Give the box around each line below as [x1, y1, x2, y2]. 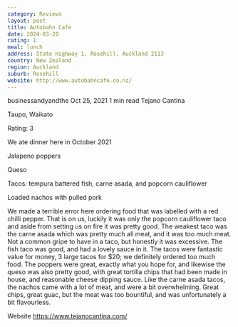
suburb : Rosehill [7, 70, 59, 77]
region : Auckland [7, 64, 59, 71]
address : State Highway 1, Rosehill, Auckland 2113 [7, 51, 164, 58]
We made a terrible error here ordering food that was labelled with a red [7, 207, 219, 216]
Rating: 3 [7, 124, 34, 133]
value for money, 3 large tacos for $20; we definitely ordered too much [7, 253, 216, 261]
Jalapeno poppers [7, 151, 61, 161]
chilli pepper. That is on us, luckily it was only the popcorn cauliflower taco [7, 215, 227, 223]
